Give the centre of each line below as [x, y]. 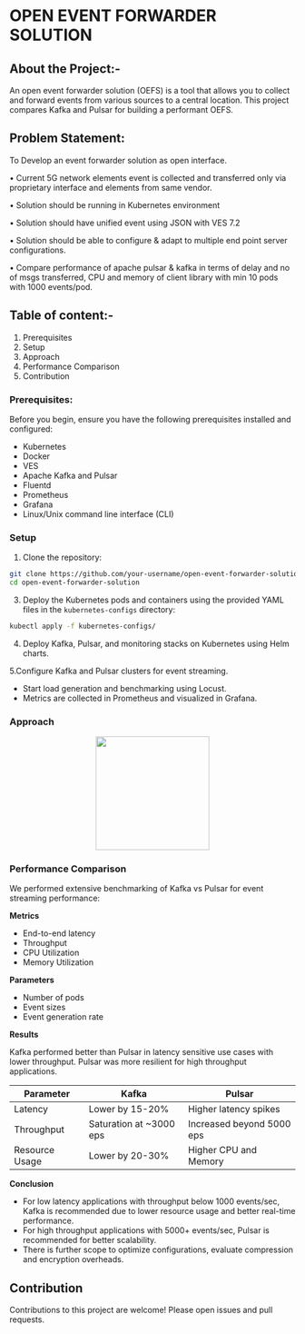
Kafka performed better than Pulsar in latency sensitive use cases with [142, 1052]
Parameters [32, 980]
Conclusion [32, 1184]
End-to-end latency [59, 933]
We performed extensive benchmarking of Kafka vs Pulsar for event [137, 889]
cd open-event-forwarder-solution [75, 582]
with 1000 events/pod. [51, 286]
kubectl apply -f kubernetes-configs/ [83, 626]
